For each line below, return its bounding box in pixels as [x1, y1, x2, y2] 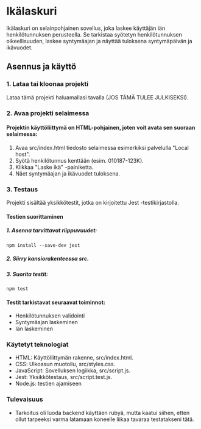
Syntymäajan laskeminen [15, 319, 78, 326]
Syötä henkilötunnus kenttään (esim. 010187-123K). [15, 157, 144, 164]
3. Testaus [6, 185, 38, 193]
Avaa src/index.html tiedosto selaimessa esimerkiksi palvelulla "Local [15, 144, 189, 151]
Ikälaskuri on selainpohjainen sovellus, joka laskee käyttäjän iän [6, 24, 166, 32]
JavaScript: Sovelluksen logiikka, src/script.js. [15, 367, 131, 374]
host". [15, 151, 30, 158]
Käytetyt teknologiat [6, 340, 69, 349]
